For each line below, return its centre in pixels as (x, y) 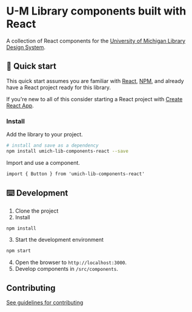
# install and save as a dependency (52, 146)
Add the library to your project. (45, 134)
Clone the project (37, 211)
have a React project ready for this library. (58, 87)
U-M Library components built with (96, 11)
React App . (20, 105)
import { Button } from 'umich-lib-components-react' (76, 174)
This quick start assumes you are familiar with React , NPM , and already (95, 81)
